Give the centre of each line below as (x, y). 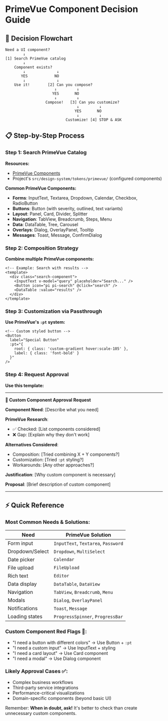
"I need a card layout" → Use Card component (60, 653)
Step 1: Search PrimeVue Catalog (46, 153)
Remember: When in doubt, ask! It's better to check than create (71, 708)
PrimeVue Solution (88, 535)
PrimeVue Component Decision (72, 9)
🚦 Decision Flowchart (39, 38)
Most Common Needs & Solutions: (48, 522)
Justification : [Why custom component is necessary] (60, 474)
